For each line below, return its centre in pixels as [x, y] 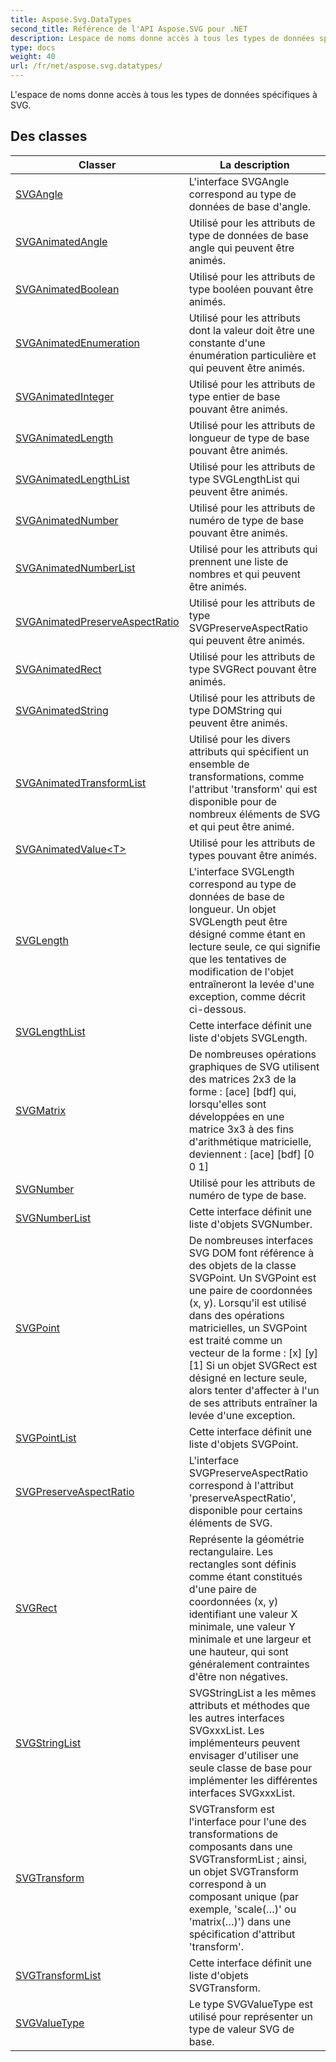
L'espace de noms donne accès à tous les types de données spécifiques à [164, 94]
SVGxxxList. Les [226, 1730]
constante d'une [227, 343]
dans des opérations [236, 1315]
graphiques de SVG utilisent [254, 1066]
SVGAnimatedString [62, 710]
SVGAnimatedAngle [61, 241]
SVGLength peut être [238, 921]
